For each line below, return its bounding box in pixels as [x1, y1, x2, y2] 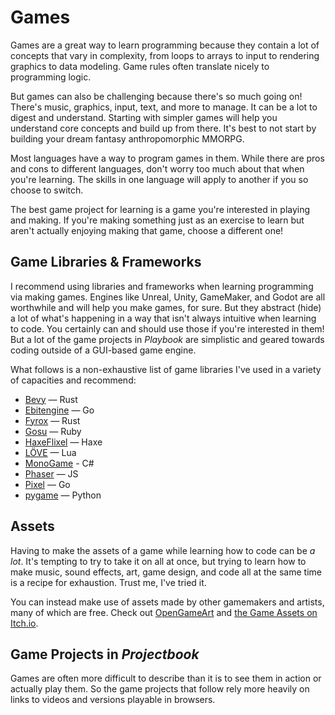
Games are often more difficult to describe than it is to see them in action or [10, 672, 322, 685]
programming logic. [10, 71, 92, 83]
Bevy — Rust [24, 393, 78, 405]
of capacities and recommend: [10, 374, 137, 386]
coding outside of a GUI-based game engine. [10, 344, 197, 356]
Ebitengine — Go [24, 404, 95, 416]
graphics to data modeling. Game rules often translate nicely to [10, 60, 270, 72]
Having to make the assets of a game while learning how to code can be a [10, 544, 316, 556]
